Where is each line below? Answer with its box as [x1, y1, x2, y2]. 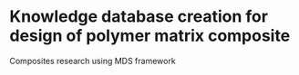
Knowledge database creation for [9, 6, 269, 27]
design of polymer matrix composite [9, 25, 291, 46]
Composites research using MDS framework [9, 55, 176, 66]
